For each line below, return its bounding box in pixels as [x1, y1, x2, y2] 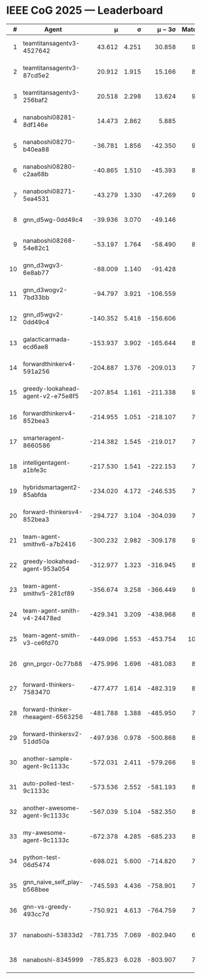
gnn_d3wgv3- [23, 261, 64, 269]
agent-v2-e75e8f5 [23, 392, 79, 400]
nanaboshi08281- [23, 113, 76, 121]
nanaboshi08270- [23, 138, 76, 146]
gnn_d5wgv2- [23, 310, 64, 319]
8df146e [23, 120, 48, 129]
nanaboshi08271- [23, 187, 76, 195]
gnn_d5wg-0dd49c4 [23, 215, 83, 224]
